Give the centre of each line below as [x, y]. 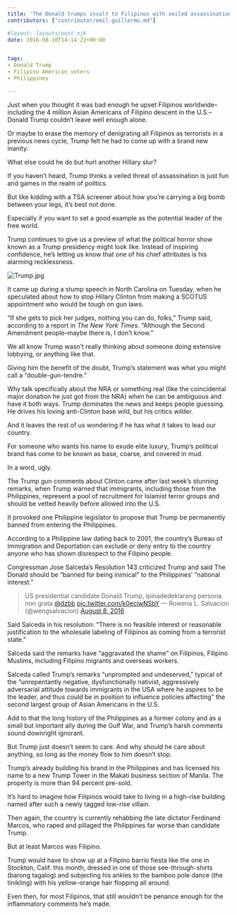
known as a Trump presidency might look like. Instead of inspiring [103, 246]
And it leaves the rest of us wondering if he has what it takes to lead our [112, 425]
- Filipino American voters [49, 72]
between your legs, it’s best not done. [62, 204]
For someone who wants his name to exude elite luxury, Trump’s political [113, 446]
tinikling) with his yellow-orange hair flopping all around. [89, 883]
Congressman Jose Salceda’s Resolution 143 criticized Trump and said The [116, 567]
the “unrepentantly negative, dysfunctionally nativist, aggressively [103, 681]
